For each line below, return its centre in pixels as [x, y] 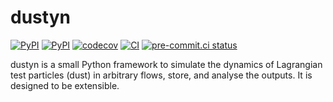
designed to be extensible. [65, 85]
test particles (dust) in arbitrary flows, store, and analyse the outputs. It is [161, 75]
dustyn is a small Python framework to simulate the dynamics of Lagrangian [166, 64]
